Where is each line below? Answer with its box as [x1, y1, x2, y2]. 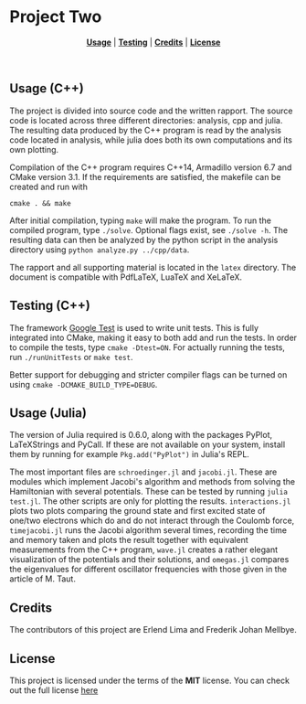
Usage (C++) [9, 80, 84, 97]
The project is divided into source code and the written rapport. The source [9, 105, 294, 116]
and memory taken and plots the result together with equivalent [9, 535, 248, 546]
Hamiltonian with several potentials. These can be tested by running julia [9, 486, 288, 497]
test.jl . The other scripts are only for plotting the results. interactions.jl [9, 496, 291, 507]
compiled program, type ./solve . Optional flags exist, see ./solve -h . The [9, 224, 289, 235]
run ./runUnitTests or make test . [9, 351, 134, 362]
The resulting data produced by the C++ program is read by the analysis [9, 124, 281, 135]
